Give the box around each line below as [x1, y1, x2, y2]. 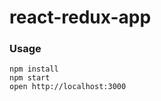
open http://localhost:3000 [9, 82, 127, 92]
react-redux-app [9, 6, 152, 29]
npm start [9, 73, 51, 83]
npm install [9, 64, 59, 75]
